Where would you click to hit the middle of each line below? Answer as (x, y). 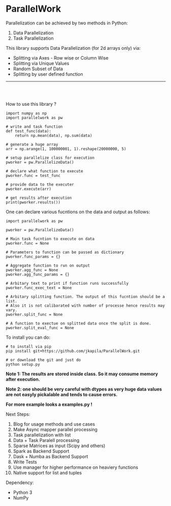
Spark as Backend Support (41, 451)
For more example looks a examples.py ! (49, 404)
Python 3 (23, 492)
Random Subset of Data (38, 69)
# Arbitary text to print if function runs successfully (67, 283)
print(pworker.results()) (33, 202)
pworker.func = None (28, 243)
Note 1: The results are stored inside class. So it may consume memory (82, 374)
